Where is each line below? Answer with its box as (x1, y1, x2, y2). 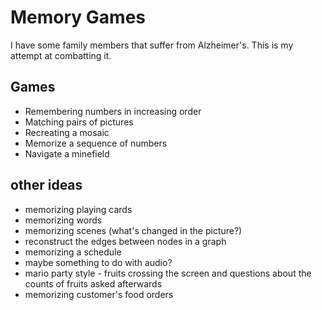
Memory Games (10, 6, 147, 29)
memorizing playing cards (24, 203, 133, 215)
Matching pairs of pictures (24, 116, 134, 128)
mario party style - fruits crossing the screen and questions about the (24, 267, 312, 279)
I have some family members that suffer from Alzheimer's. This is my (10, 39, 294, 51)
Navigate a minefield (24, 147, 110, 160)
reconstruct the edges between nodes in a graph (24, 235, 227, 247)
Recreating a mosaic (24, 126, 110, 138)
